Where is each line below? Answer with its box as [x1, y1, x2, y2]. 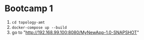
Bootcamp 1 [4, 3, 53, 14]
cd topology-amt [11, 20, 45, 25]
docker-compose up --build [11, 25, 67, 30]
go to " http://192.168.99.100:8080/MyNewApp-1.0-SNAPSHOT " [11, 29, 139, 35]
